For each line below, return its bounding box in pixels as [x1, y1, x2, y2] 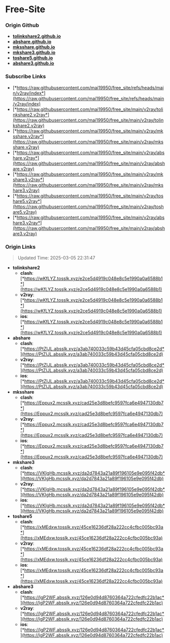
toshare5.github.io [12, 55, 53, 61]
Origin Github [5, 22, 40, 29]
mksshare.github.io [12, 44, 55, 50]
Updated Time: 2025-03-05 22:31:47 [17, 255, 95, 261]
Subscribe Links [5, 73, 46, 80]
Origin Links [5, 243, 36, 250]
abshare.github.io [12, 39, 52, 45]
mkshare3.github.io [12, 49, 56, 55]
